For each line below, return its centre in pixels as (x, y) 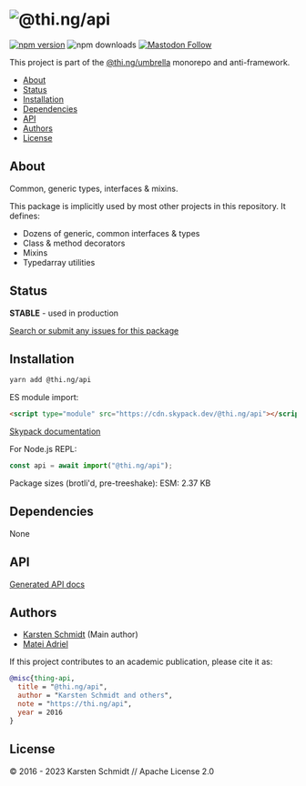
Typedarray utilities (59, 262)
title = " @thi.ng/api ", (62, 687)
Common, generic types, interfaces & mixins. (94, 188)
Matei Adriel (45, 644)
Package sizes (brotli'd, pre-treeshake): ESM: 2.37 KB (110, 483)
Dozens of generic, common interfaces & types (111, 233)
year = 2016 (41, 712)
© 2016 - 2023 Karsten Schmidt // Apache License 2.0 (112, 771)
